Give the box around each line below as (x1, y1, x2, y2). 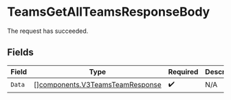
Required (168, 66, 199, 76)
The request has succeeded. (7, 27, 89, 35)
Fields (7, 47, 34, 58)
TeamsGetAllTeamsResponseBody (7, 4, 210, 20)
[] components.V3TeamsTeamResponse (33, 80, 162, 90)
